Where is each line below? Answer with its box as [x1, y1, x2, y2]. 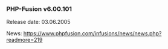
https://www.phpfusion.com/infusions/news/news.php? [23, 30, 162, 37]
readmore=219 [6, 36, 43, 44]
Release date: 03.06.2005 [6, 19, 71, 26]
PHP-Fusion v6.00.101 [6, 5, 73, 13]
